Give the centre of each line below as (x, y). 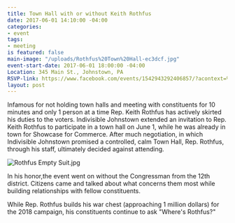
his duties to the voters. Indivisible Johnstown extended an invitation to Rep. (117, 120)
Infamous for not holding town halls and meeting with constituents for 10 (111, 105)
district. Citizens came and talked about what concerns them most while (111, 184)
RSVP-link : (23, 78)
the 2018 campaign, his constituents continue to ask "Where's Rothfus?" (112, 212)
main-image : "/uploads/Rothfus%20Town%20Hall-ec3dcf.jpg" (93, 59)
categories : (24, 26)
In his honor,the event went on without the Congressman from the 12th (109, 176)
